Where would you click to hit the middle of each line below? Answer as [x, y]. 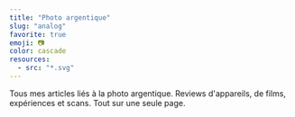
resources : [30, 59]
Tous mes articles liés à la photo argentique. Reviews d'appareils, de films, [148, 93]
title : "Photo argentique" [60, 18]
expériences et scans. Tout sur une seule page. [97, 103]
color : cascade [38, 51]
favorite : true [38, 34]
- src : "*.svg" [46, 68]
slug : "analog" [38, 26]
